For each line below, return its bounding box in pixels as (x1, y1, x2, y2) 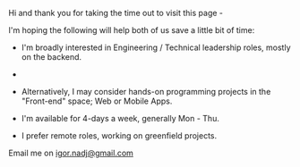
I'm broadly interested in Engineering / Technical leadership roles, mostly (21, 42, 291, 53)
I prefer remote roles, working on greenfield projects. (21, 130, 217, 141)
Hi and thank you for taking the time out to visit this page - (8, 8, 224, 18)
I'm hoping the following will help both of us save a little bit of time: (8, 25, 255, 35)
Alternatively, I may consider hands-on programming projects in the (21, 87, 271, 96)
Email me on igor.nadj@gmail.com (8, 147, 133, 158)
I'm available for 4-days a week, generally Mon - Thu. (21, 113, 220, 123)
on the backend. (21, 52, 82, 62)
